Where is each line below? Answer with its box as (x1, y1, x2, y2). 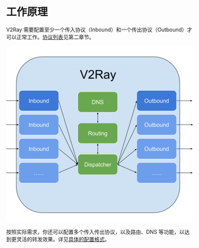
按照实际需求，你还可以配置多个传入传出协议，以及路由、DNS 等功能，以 (6, 229, 185, 236)
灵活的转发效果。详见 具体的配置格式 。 (16, 236, 110, 243)
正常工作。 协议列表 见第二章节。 (16, 33, 95, 40)
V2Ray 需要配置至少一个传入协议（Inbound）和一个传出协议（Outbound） (6, 26, 188, 33)
